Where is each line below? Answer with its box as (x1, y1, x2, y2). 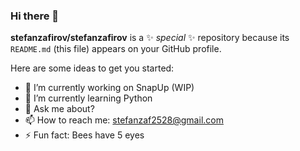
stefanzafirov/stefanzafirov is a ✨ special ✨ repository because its (10, 32, 290, 44)
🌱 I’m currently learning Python (24, 92, 153, 104)
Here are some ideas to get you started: (10, 62, 175, 74)
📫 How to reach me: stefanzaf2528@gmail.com (24, 114, 224, 126)
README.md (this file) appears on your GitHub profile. (10, 43, 222, 55)
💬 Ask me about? (24, 103, 95, 115)
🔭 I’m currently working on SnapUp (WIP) (24, 82, 195, 94)
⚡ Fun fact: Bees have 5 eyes (24, 129, 145, 141)
